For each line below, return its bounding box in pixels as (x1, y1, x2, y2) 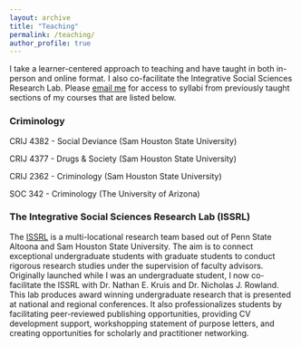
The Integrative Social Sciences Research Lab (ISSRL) (9, 210, 251, 223)
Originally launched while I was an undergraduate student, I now (9, 269, 249, 281)
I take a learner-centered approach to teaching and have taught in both (9, 63, 275, 74)
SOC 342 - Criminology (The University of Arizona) (9, 188, 201, 199)
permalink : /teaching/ (9, 30, 95, 39)
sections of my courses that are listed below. (9, 92, 177, 103)
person (9, 73, 36, 84)
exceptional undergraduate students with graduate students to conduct (9, 250, 276, 261)
